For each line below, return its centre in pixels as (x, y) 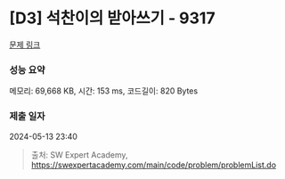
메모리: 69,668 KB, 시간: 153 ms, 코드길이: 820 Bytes (104, 91)
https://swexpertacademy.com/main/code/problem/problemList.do (154, 165)
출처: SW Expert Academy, (79, 155)
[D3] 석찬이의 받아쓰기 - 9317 (112, 18)
